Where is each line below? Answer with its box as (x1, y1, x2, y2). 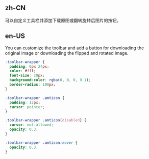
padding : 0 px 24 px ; (9, 64, 50, 69)
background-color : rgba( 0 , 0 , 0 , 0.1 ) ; (9, 78, 91, 82)
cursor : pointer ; (9, 104, 45, 109)
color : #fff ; (9, 68, 36, 74)
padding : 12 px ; (9, 100, 41, 105)
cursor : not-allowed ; (9, 122, 54, 127)
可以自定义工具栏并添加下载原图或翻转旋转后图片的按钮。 (5, 17, 121, 23)
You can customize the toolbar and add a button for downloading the (5, 45, 144, 51)
